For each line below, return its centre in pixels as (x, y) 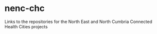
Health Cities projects (26, 26)
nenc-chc (25, 8)
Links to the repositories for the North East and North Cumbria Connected (78, 22)
